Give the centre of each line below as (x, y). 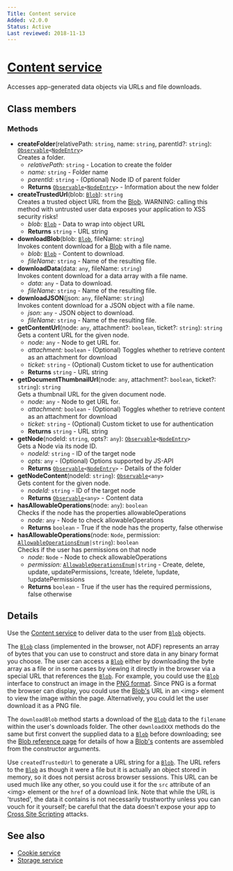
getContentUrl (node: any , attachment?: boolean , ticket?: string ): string (120, 327)
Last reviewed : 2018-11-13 (46, 33)
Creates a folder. (41, 157)
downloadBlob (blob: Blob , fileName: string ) (81, 238)
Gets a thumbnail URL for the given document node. (92, 394)
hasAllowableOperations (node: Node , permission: (89, 534)
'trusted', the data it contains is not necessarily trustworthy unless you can (114, 799)
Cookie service (39, 853)
